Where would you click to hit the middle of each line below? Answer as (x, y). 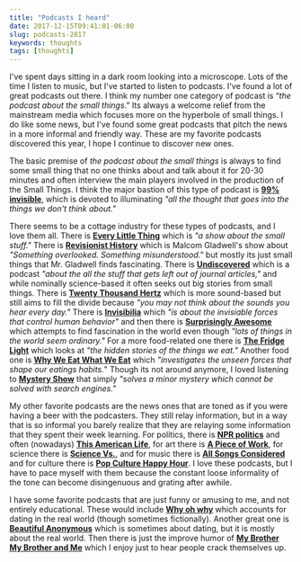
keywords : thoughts (46, 43)
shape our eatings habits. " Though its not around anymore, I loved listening (149, 370)
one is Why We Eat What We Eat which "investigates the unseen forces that (150, 360)
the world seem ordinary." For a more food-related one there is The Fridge (147, 341)
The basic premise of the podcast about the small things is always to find (145, 161)
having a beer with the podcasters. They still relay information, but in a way (148, 415)
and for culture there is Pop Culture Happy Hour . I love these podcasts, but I (151, 463)
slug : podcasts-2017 (48, 34)
